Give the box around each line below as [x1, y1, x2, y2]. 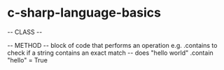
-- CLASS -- [7, 28, 43, 36]
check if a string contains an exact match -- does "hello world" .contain [7, 49, 213, 57]
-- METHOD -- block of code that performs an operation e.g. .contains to [7, 41, 218, 49]
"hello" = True [7, 55, 48, 64]
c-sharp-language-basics [7, 5, 162, 21]
